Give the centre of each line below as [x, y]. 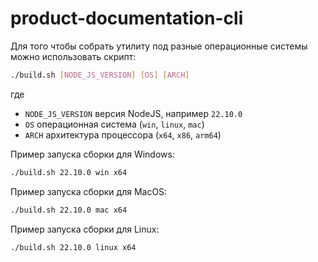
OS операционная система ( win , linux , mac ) [114, 124]
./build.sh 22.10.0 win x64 [69, 172]
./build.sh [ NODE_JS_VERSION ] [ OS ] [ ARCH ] [100, 75]
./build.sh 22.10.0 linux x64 [73, 247]
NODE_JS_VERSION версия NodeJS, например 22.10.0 [133, 113]
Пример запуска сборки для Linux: [85, 229]
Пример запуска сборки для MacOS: [89, 191]
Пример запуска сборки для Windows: [92, 154]
